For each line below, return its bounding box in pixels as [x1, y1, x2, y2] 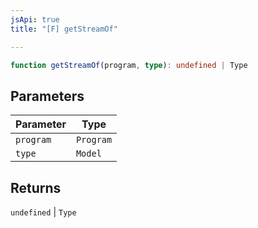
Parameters [10, 87, 85, 105]
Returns [10, 179, 62, 196]
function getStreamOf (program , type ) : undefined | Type [10, 60, 248, 70]
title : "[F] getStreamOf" [10, 24, 118, 34]
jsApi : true [10, 14, 60, 25]
